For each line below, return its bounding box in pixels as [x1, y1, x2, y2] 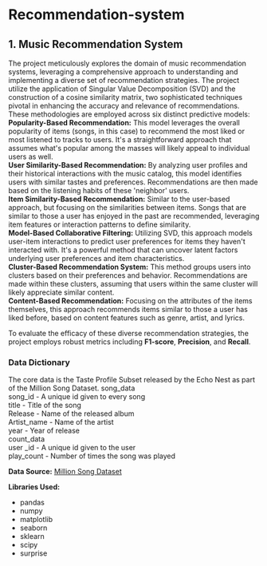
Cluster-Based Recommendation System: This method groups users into [8, 262, 251, 271]
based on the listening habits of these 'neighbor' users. [8, 186, 190, 195]
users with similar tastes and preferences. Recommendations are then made [8, 177, 258, 187]
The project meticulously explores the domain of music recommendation [8, 58, 247, 68]
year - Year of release [8, 425, 80, 436]
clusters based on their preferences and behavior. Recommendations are [8, 271, 248, 280]
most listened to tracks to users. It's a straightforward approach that [8, 135, 232, 144]
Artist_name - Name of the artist [8, 418, 114, 427]
